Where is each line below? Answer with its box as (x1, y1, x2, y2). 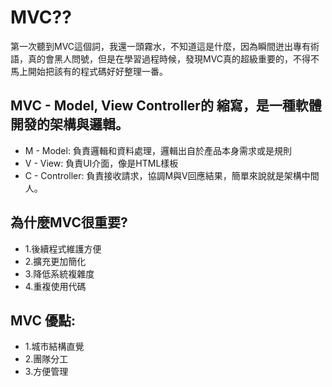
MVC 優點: (10, 312, 76, 329)
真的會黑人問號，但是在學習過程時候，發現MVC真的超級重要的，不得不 (27, 52, 320, 65)
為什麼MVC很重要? (10, 214, 128, 231)
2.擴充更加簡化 (24, 255, 87, 267)
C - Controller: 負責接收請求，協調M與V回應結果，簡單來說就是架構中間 (24, 169, 320, 181)
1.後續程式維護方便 (24, 242, 102, 255)
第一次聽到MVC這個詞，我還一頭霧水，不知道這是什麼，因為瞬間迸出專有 (10, 40, 312, 52)
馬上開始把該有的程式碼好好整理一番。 (10, 65, 168, 77)
